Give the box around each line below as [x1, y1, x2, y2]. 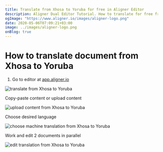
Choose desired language [5, 114, 57, 120]
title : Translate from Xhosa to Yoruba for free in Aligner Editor [5, 7, 145, 12]
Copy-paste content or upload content [5, 95, 82, 101]
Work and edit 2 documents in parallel [5, 132, 81, 138]
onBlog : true [5, 29, 32, 34]
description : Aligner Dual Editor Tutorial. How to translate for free [5, 12, 153, 16]
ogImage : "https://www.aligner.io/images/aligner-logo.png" [5, 16, 130, 21]
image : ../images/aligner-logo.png [5, 25, 77, 30]
